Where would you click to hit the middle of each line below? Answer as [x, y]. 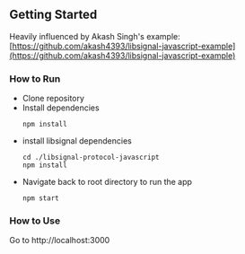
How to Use [35, 221]
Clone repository [53, 99]
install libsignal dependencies [77, 141]
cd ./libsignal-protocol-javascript [91, 158]
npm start [41, 198]
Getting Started [53, 15]
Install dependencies [61, 108]
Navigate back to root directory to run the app [107, 182]
